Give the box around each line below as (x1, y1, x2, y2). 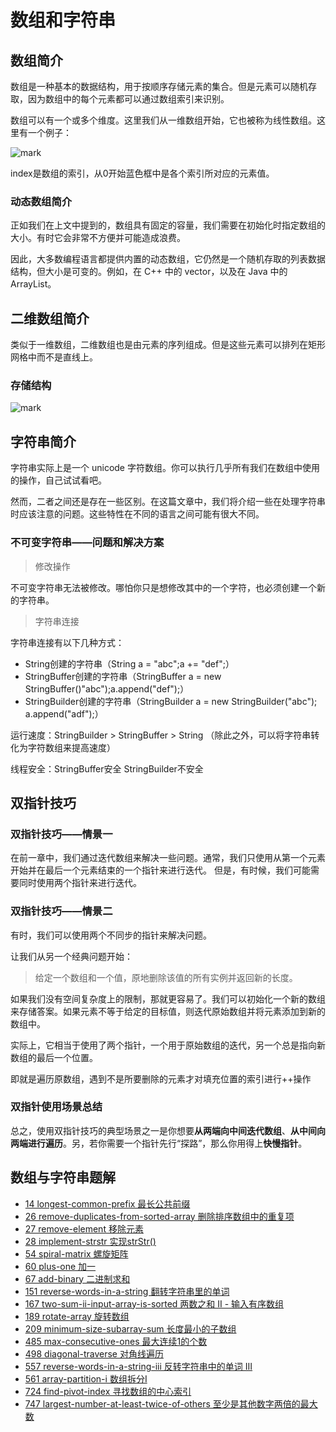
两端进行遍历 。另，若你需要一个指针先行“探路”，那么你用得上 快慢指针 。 (10, 1137, 308, 1149)
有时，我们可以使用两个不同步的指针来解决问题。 (10, 929, 212, 941)
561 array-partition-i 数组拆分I (24, 1372, 148, 1385)
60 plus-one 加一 (24, 1260, 97, 1272)
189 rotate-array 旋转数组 (24, 1310, 130, 1322)
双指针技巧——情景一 (10, 827, 113, 841)
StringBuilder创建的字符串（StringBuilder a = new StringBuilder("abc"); (24, 695, 318, 707)
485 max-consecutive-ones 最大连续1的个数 (24, 1335, 208, 1347)
